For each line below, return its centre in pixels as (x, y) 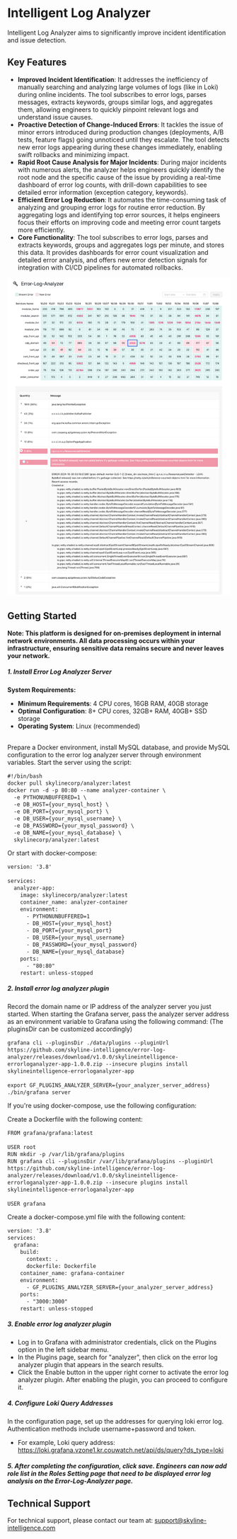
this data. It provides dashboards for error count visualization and (113, 252)
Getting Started (42, 616)
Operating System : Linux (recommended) (79, 726)
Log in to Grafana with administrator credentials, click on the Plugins (117, 1342)
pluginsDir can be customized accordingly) (70, 1029)
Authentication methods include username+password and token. (102, 1429)
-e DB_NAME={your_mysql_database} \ (68, 833)
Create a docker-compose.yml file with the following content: (97, 1217)
